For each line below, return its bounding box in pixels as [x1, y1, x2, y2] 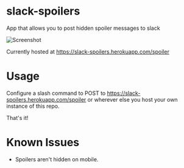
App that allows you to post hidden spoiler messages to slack [6, 24, 160, 32]
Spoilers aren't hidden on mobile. [15, 155, 99, 163]
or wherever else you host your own [87, 96, 178, 103]
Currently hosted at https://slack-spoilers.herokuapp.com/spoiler [6, 47, 169, 55]
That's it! [6, 114, 29, 121]
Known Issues [6, 136, 80, 150]
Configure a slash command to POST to [6, 89, 106, 97]
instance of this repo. [6, 102, 60, 110]
